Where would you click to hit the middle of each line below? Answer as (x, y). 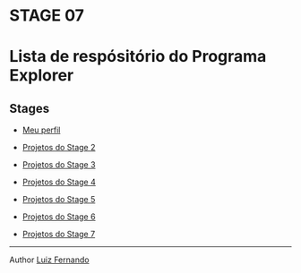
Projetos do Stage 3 (59, 165)
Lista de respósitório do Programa (138, 57)
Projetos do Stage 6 (59, 217)
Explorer (42, 76)
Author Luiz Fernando (49, 260)
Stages (30, 108)
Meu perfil (41, 130)
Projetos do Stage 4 (59, 182)
